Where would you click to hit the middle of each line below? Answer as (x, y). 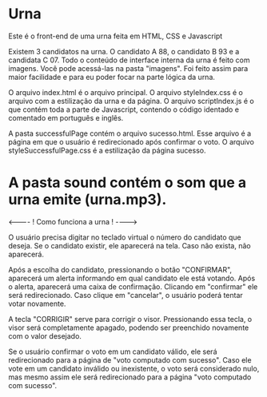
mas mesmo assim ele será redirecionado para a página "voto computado (130, 377)
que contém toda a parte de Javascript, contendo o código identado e (124, 109)
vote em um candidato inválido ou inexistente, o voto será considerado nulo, (134, 368)
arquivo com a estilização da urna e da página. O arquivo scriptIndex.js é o (131, 101)
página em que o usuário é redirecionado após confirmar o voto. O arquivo (131, 141)
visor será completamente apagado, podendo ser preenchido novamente (129, 328)
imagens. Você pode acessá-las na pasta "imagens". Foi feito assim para (128, 68)
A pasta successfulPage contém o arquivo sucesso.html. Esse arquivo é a (130, 133)
